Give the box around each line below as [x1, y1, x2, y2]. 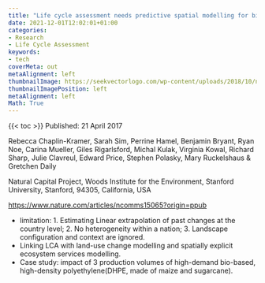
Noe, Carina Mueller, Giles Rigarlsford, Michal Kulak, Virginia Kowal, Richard [8, 145, 254, 155]
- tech [8, 56, 30, 64]
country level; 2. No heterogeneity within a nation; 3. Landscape [19, 224, 229, 233]
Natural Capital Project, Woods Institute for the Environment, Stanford [8, 177, 234, 186]
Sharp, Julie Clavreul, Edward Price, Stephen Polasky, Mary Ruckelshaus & [8, 153, 251, 162]
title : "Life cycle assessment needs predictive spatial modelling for [8, 11, 248, 20]
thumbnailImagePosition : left [8, 84, 108, 93]
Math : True [8, 99, 44, 107]
